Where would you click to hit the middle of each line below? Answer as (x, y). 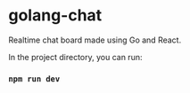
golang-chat (55, 15)
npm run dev (34, 79)
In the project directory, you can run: (75, 57)
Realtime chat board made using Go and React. (95, 40)
